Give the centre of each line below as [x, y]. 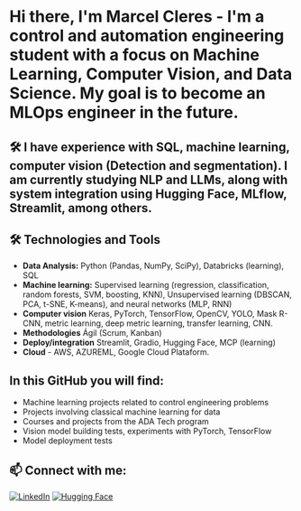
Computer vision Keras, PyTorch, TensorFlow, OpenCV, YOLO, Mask [150, 314]
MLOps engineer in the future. [124, 112]
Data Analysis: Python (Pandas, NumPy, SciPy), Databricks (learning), [153, 266]
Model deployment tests [67, 441]
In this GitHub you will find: [87, 381]
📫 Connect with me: [68, 470]
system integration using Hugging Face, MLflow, [148, 194]
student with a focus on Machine [134, 55]
